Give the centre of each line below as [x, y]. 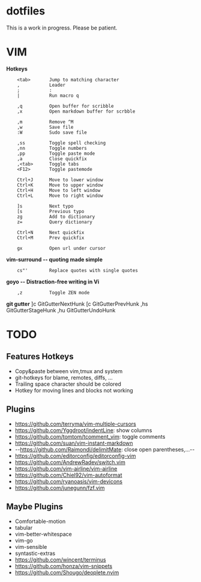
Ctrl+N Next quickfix [51, 232]
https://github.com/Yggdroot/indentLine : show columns [83, 430]
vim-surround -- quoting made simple [55, 259]
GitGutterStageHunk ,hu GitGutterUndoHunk [61, 310]
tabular [24, 527]
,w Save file [45, 127]
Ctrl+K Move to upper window [60, 185]
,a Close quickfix [52, 159]
